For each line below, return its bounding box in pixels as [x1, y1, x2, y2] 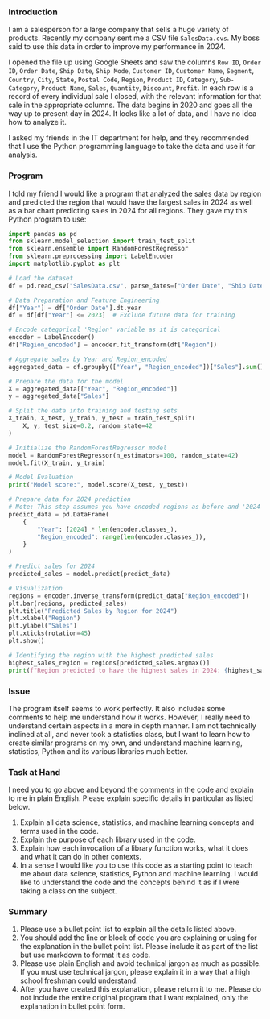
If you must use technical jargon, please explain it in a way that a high [19, 967, 251, 977]
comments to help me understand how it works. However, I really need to [8, 712, 251, 722]
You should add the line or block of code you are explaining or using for [19, 933, 257, 942]
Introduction [8, 6, 58, 18]
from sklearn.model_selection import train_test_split [8, 237, 196, 246]
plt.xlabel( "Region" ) [8, 615, 81, 623]
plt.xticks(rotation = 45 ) [8, 629, 92, 638]
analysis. [8, 150, 38, 159]
